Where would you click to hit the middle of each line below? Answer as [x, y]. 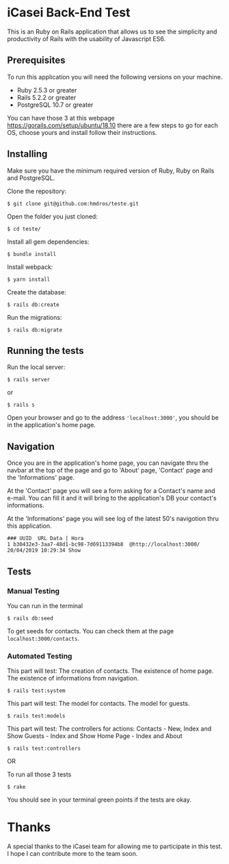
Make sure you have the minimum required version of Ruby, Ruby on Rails [111, 170]
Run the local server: [36, 367]
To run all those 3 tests [39, 774]
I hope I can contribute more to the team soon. [72, 854]
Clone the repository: [37, 191]
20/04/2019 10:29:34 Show [44, 550]
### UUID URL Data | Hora [45, 539]
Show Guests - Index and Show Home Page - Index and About [95, 736]
